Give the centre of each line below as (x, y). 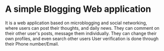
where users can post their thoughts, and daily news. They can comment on (82, 28)
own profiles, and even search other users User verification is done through (82, 39)
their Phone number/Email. (32, 44)
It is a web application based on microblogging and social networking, (76, 23)
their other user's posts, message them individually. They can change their (81, 33)
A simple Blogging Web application (78, 9)
